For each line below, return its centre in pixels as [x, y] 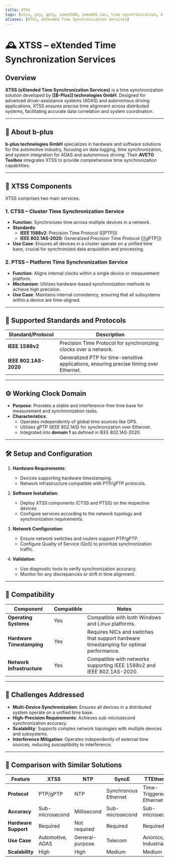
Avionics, [153, 837]
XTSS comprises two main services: [43, 198]
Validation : [24, 559]
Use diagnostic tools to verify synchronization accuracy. [78, 569]
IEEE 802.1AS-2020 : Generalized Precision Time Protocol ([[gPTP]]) [91, 238]
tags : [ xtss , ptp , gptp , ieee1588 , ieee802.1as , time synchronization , [82, 15]
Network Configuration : [38, 529]
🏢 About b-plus [29, 132]
